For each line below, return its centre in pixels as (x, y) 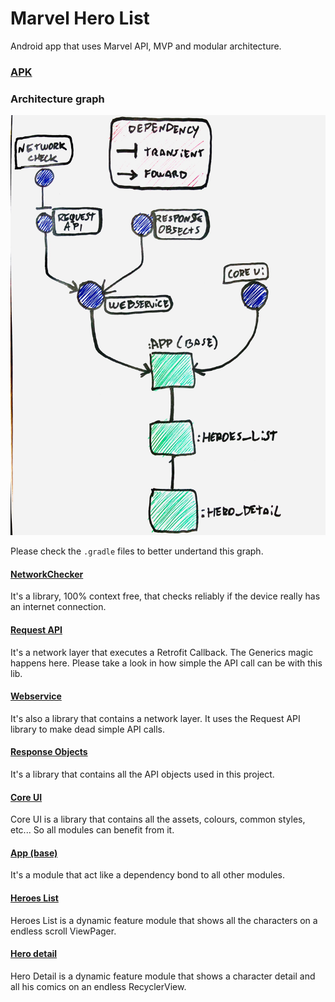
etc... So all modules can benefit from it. (92, 830)
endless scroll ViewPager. (63, 931)
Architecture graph (57, 99)
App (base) (34, 853)
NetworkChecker (47, 574)
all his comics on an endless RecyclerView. (98, 986)
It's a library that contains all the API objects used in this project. (142, 774)
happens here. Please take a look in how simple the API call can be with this (166, 663)
